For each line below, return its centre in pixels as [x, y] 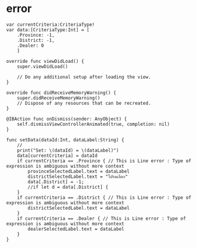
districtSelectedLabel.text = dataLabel [79, 208]
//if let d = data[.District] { [68, 187]
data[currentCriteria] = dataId [57, 155]
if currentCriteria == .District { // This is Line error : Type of [104, 197]
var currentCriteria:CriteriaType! [51, 25]
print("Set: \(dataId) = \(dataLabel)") [68, 150]
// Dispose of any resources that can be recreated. [84, 103]
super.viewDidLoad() [43, 66]
